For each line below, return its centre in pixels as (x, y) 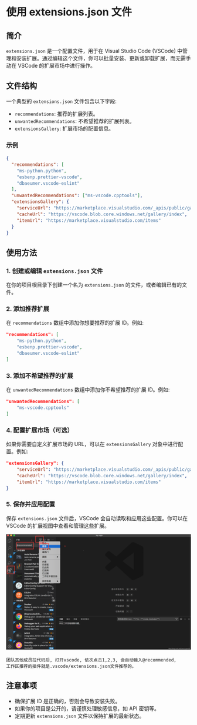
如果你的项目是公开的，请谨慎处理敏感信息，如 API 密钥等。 (87, 708)
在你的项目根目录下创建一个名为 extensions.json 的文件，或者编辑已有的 (94, 285)
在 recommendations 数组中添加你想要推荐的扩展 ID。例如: (75, 323)
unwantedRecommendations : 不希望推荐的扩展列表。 (74, 121)
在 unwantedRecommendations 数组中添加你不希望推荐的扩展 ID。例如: (88, 390)
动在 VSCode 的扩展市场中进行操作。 (51, 66)
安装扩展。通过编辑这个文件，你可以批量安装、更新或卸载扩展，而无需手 (103, 58)
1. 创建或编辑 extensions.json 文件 (55, 271)
